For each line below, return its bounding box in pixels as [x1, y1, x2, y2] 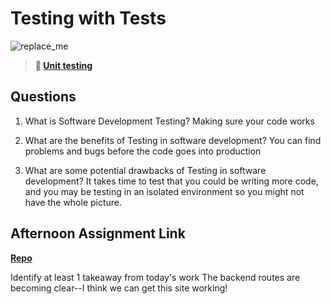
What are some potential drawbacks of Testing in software [24, 164, 267, 176]
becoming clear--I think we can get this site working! [10, 282, 228, 294]
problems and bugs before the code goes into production [24, 145, 262, 157]
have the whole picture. [24, 196, 123, 208]
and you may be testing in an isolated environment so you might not [24, 185, 305, 197]
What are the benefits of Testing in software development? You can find [24, 134, 322, 146]
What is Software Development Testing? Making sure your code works [24, 115, 315, 127]
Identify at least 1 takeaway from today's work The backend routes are [10, 271, 301, 283]
